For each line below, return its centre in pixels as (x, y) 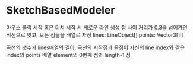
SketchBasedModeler (61, 10)
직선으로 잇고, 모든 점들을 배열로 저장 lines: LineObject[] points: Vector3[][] (95, 35)
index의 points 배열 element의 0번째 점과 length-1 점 (68, 55)
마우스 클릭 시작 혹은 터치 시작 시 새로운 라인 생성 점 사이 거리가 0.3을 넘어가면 (97, 27)
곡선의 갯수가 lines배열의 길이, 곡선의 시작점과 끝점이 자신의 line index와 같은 (96, 47)
